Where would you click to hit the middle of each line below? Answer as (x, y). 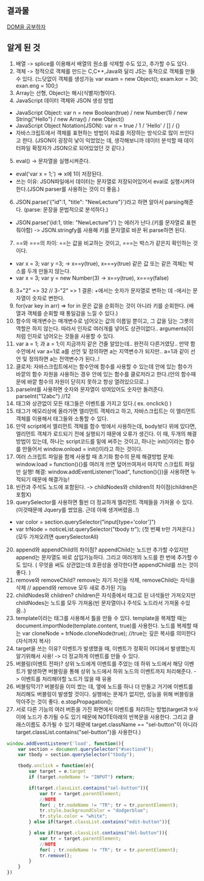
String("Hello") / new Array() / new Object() (70, 119)
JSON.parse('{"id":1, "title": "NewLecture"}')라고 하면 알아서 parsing (100, 202)
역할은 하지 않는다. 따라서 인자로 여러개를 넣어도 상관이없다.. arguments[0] (104, 328)
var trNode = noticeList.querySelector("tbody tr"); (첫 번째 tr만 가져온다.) (105, 529)
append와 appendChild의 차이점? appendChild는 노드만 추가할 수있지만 (102, 550)
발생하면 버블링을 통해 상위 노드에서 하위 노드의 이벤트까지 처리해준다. (110, 671)
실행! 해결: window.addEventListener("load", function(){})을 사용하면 (106, 472)
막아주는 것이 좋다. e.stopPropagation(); (64, 702)
